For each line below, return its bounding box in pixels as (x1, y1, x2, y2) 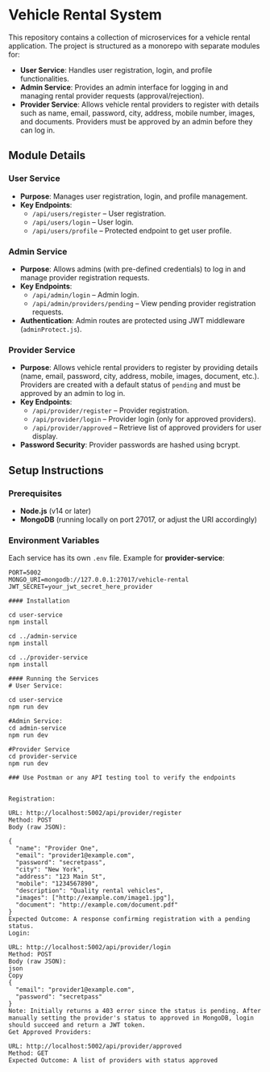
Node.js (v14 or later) (19, 506, 91, 515)
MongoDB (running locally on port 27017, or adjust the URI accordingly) (19, 515, 258, 524)
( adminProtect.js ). (19, 324, 82, 334)
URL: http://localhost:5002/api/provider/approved (8, 1042, 182, 1051)
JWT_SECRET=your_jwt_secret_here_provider (8, 583, 153, 591)
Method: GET (8, 1049, 48, 1057)
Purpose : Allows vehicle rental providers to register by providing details (19, 363, 259, 372)
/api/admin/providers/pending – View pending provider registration (31, 298, 256, 308)
